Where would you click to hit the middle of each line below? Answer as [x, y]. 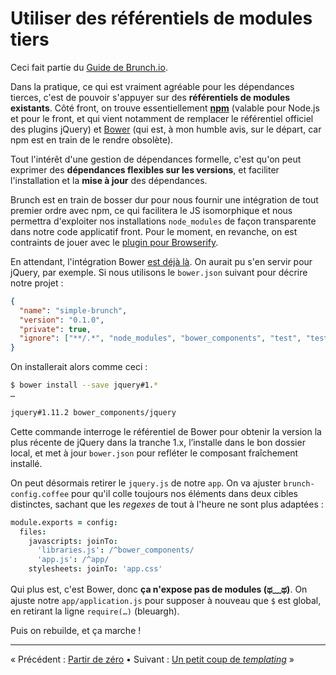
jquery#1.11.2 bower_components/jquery [93, 412]
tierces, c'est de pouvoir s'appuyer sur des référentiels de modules [150, 97]
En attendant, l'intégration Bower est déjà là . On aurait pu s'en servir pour [161, 261]
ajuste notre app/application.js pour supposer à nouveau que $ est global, [166, 601]
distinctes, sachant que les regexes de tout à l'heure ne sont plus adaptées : [167, 504]
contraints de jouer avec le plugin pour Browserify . [114, 242]
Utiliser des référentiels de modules [161, 18]
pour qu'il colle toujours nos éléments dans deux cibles [184, 493]
